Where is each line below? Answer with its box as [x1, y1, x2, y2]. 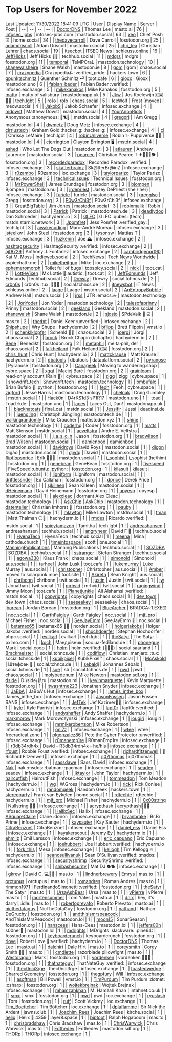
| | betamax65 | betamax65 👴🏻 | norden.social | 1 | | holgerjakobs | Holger [5, 623, 160, 629]
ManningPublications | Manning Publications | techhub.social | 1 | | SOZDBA [5, 544, 165, 550]
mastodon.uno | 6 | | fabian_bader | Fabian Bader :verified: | [5, 81, 132, 87]
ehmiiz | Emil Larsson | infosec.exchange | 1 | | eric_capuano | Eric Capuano [5, 835, 165, 841]
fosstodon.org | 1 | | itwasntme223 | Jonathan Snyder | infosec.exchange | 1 [5, 683, 165, 689]
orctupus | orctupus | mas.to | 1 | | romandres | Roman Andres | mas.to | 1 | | [5, 878, 165, 884]
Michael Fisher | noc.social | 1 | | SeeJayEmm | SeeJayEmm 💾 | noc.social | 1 [5, 617, 166, 624]
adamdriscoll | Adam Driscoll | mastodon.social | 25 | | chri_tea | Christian [5, 42, 160, 48]
